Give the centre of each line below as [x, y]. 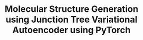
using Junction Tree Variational [71, 20]
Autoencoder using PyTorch [71, 30]
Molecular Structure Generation [71, 9]
